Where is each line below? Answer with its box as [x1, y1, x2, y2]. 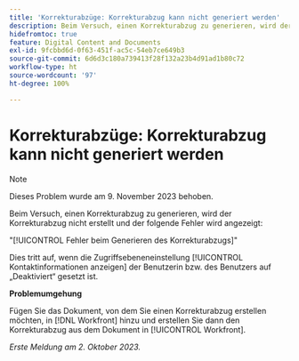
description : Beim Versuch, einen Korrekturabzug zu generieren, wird [9, 21, 277, 30]
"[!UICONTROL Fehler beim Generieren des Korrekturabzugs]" [9, 235, 238, 245]
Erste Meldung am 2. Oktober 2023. [9, 341, 141, 352]
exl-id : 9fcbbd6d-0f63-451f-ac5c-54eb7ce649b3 [9, 46, 185, 55]
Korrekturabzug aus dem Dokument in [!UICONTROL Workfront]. [9, 324, 246, 334]
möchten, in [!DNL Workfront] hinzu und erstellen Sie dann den [9, 315, 240, 325]
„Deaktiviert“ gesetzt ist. [9, 270, 99, 281]
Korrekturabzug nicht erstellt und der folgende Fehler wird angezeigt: [9, 217, 263, 228]
